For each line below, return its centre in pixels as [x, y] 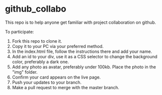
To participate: [19, 32]
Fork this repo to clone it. [37, 41]
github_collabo [36, 9]
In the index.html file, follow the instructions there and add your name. [82, 51]
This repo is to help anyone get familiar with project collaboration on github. [81, 22]
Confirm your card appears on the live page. [56, 77]
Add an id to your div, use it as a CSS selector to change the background [85, 56]
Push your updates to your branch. [47, 82]
